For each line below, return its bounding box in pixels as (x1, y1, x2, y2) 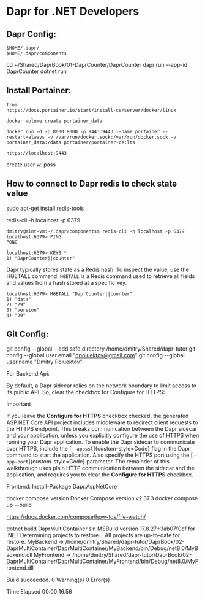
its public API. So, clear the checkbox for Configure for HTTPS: (6, 389, 165, 396)
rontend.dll (6, 564, 34, 572)
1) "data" (6, 296, 32, 302)
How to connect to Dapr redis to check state (6, 179, 177, 189)
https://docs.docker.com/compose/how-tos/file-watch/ (6, 513, 146, 521)
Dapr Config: (6, 29, 57, 39)
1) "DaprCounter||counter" (6, 255, 75, 262)
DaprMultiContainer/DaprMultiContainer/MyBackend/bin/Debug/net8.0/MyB (6, 545, 199, 552)
